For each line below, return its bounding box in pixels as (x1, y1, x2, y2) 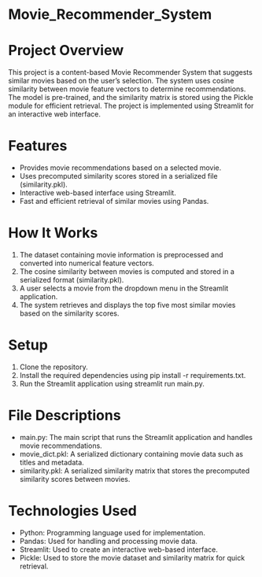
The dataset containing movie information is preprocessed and (19, 250, 223, 259)
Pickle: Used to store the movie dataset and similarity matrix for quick (19, 553, 245, 562)
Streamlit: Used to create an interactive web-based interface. (19, 545, 219, 554)
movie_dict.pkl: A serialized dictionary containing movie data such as (19, 449, 244, 458)
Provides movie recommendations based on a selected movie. (19, 163, 222, 172)
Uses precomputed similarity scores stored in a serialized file (19, 172, 218, 181)
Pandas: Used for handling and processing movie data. (19, 536, 198, 546)
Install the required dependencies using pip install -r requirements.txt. (19, 370, 246, 379)
